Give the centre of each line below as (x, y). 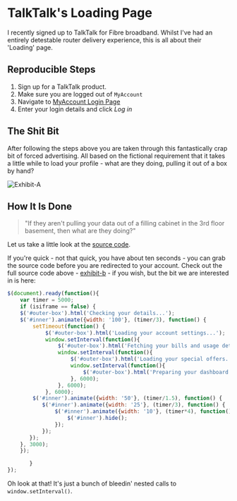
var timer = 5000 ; (47, 300)
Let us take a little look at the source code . (69, 245)
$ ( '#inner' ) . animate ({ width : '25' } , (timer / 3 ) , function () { (134, 405)
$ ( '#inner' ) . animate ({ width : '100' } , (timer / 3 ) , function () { (113, 320)
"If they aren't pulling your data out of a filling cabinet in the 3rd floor (124, 223)
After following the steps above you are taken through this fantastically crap (117, 148)
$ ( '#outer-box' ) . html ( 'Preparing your (140, 372)
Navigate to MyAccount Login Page (69, 101)
